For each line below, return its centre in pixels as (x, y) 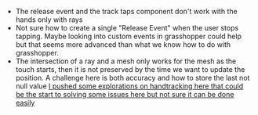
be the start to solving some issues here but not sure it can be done (125, 94)
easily (25, 102)
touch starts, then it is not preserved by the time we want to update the (130, 69)
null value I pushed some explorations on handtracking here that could (129, 86)
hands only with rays (49, 20)
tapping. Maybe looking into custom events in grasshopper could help (128, 36)
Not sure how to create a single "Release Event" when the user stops (127, 28)
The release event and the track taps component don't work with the (126, 11)
